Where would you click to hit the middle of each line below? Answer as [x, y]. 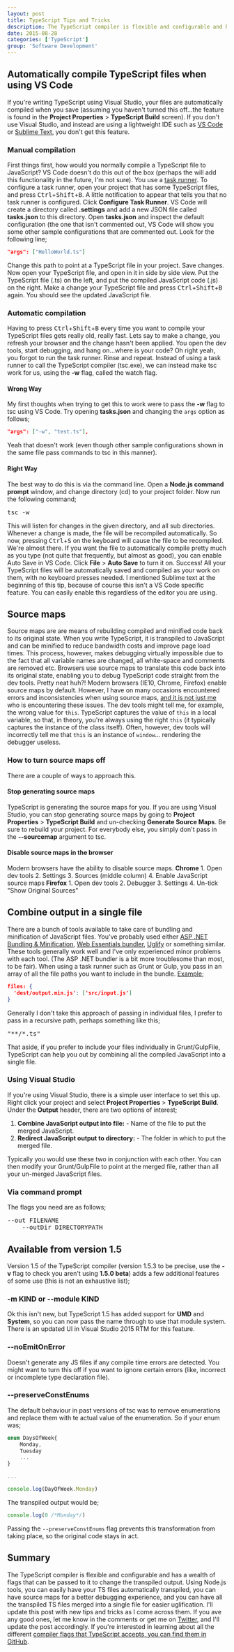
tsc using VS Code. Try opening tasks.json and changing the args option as [116, 412]
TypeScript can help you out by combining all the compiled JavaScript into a [117, 1054]
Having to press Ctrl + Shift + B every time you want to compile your [106, 328]
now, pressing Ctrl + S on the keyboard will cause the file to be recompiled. [115, 540]
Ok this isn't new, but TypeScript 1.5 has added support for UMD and [106, 1314]
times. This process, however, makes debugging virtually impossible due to [115, 653]
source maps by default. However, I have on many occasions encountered [114, 690]
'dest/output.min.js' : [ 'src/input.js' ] [73, 993]
